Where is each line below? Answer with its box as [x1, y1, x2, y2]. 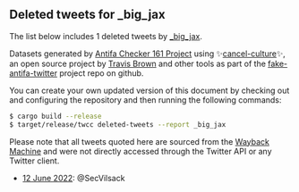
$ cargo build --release [9, 112, 102, 121]
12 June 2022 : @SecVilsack [21, 172, 125, 183]
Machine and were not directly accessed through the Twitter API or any [9, 146, 272, 156]
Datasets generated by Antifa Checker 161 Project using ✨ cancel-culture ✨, [9, 48, 286, 59]
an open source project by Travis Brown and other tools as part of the [9, 58, 267, 69]
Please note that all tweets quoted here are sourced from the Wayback [9, 136, 270, 146]
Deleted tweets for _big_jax [9, 7, 166, 22]
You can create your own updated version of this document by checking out [9, 85, 290, 96]
